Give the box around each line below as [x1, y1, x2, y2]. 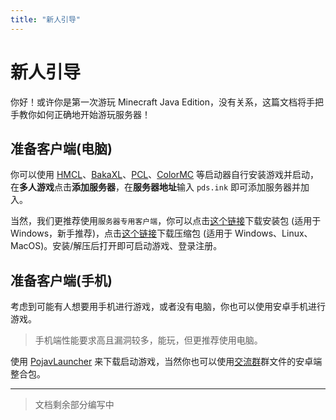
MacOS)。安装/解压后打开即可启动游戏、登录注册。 [10, 240, 223, 252]
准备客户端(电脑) [10, 140, 113, 157]
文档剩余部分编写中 [34, 399, 115, 411]
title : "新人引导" [10, 14, 82, 25]
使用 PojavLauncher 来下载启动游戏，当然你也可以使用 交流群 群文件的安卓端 [10, 356, 323, 368]
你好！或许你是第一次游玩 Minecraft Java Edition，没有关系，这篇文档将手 [10, 96, 316, 108]
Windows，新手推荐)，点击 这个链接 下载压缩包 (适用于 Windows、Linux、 [10, 227, 313, 240]
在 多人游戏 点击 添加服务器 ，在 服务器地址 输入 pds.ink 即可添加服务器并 [10, 181, 301, 193]
